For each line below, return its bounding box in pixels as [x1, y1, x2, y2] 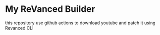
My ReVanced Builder [5, 3, 96, 15]
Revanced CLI [5, 25, 34, 31]
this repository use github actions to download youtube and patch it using [5, 20, 156, 26]
